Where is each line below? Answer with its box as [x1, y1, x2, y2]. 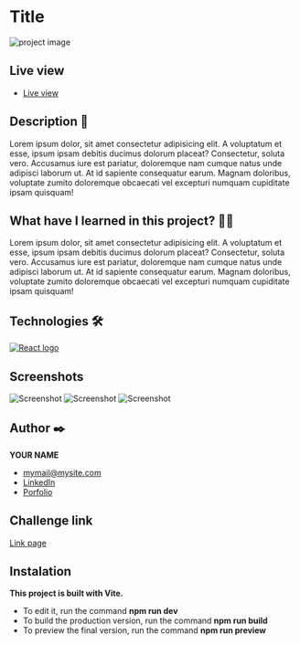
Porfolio [22, 486, 53, 497]
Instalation [9, 564, 71, 579]
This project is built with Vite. [9, 587, 123, 599]
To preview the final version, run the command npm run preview [22, 625, 267, 636]
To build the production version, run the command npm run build [22, 615, 268, 627]
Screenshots [9, 368, 84, 385]
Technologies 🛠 [9, 313, 103, 329]
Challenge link [9, 513, 93, 529]
